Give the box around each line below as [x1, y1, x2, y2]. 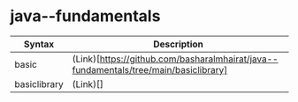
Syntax [23, 38, 55, 50]
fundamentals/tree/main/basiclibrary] [72, 63, 228, 76]
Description [152, 38, 204, 50]
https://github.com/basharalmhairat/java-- [99, 53, 279, 65]
